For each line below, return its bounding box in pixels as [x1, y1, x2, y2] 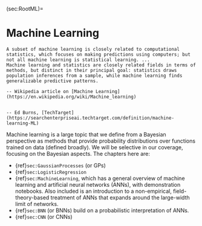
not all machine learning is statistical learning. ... [6, 57, 150, 63]
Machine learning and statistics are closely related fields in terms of [6, 62, 197, 68]
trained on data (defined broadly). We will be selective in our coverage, [6, 143, 183, 150]
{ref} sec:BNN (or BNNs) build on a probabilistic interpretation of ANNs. [15, 207, 189, 214]
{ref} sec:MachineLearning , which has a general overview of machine [15, 175, 186, 182]
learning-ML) [6, 120, 39, 126]
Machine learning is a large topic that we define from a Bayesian [6, 131, 166, 138]
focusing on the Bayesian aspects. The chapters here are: [6, 150, 150, 157]
